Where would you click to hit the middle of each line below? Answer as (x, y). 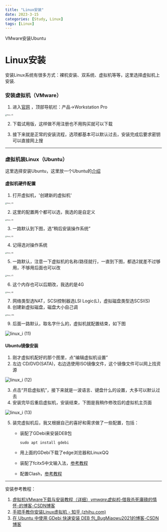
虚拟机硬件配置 (20, 183)
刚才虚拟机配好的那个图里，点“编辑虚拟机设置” (60, 357)
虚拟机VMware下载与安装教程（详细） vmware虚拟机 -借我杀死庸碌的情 (85, 500)
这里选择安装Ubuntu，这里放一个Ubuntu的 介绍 (53, 171)
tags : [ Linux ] (20, 24)
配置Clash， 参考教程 (41, 474)
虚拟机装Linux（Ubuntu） (37, 159)
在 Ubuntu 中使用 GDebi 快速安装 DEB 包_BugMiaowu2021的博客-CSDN (85, 518)
